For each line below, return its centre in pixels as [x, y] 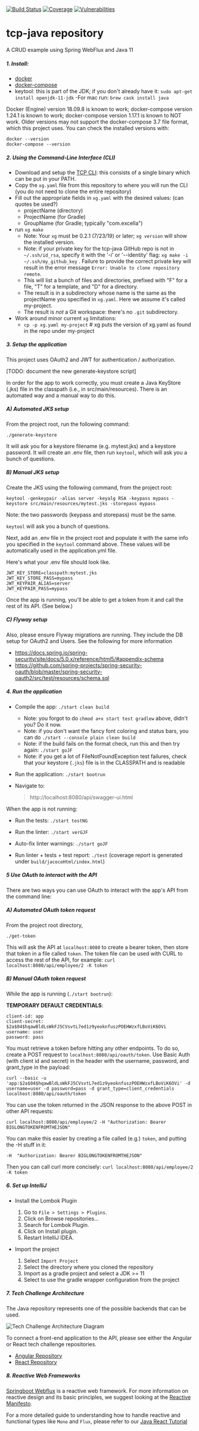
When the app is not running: [42, 809]
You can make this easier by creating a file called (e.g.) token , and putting [96, 1138]
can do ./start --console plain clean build [80, 737]
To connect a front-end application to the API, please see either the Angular [99, 1338]
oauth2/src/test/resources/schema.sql [62, 678]
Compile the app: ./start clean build [62, 706]
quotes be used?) [36, 204]
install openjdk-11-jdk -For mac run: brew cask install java [92, 97]
